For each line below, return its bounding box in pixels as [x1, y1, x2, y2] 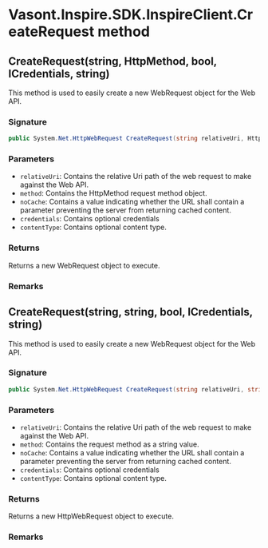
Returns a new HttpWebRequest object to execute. [8, 511, 174, 521]
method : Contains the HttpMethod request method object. [19, 189, 207, 198]
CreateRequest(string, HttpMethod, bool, [8, 54, 217, 68]
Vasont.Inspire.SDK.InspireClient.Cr [8, 6, 254, 24]
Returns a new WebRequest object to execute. [8, 260, 161, 270]
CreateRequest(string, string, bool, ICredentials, [8, 305, 253, 319]
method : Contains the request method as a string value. [19, 439, 199, 449]
